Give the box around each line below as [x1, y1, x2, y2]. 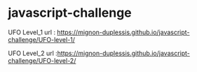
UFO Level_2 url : [8, 49, 58, 57]
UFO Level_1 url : [8, 28, 55, 36]
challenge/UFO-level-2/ [8, 56, 76, 64]
